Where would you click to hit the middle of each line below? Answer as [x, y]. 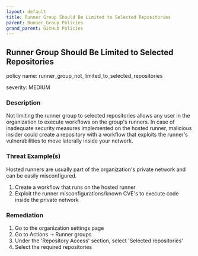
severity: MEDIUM [28, 87]
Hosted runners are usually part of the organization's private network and [96, 169]
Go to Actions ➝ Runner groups [53, 234]
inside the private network [47, 200]
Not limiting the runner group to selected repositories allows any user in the [98, 116]
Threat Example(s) [33, 156]
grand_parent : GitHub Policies [45, 28]
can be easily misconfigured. [41, 175]
